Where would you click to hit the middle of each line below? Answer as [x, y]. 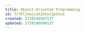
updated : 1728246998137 [29, 23]
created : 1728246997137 [29, 18]
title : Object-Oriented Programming [42, 9]
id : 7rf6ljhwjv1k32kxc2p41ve [35, 14]
